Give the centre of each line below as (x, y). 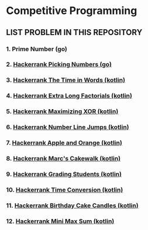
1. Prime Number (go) (37, 49)
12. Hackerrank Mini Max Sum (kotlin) (60, 221)
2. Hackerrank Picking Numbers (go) (59, 64)
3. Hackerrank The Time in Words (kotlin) (66, 80)
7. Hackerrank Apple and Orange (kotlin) (64, 143)
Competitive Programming (72, 11)
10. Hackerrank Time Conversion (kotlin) (65, 190)
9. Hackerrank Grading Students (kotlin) (64, 174)
